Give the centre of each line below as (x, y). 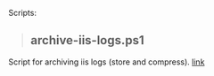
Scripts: (23, 13)
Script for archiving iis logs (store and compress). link (107, 62)
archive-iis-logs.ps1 (87, 40)
